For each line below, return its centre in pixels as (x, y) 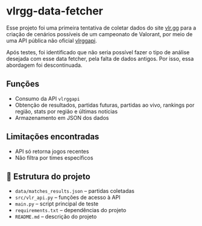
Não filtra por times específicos (54, 157)
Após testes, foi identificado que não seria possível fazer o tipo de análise (98, 52)
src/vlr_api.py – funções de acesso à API (68, 198)
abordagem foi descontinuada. (44, 65)
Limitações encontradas (53, 137)
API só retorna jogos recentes (52, 151)
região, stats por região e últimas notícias (66, 111)
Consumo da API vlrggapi (47, 98)
